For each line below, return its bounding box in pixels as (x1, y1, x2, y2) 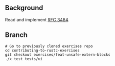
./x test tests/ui (5, 56, 43, 61)
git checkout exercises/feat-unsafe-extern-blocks (5, 52, 111, 57)
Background (5, 4, 43, 12)
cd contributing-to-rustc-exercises (5, 48, 80, 53)
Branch (5, 31, 28, 39)
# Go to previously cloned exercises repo (5, 44, 93, 49)
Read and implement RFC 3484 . (5, 16, 69, 22)
